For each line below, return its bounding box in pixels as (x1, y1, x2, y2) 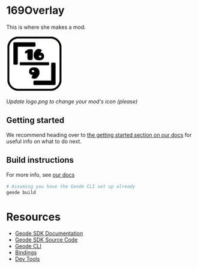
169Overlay (6, 4, 65, 17)
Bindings (14, 249, 37, 256)
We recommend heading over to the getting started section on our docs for (6, 131, 192, 138)
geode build (6, 190, 36, 196)
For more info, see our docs (6, 171, 75, 178)
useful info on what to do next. (6, 138, 82, 145)
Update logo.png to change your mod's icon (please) (6, 97, 138, 105)
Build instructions (6, 155, 74, 165)
